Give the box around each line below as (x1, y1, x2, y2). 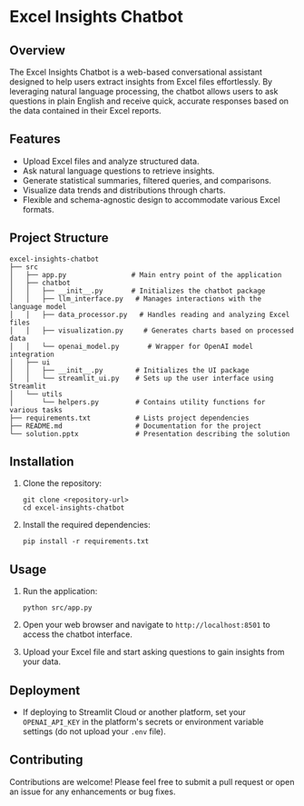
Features (9, 132, 61, 147)
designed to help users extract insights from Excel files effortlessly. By (9, 76, 273, 87)
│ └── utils (9, 389, 64, 399)
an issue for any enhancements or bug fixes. (9, 786, 176, 797)
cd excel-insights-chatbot (22, 503, 125, 512)
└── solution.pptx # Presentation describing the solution (9, 429, 290, 438)
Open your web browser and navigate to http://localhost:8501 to (22, 620, 270, 631)
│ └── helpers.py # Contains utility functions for (9, 397, 266, 406)
